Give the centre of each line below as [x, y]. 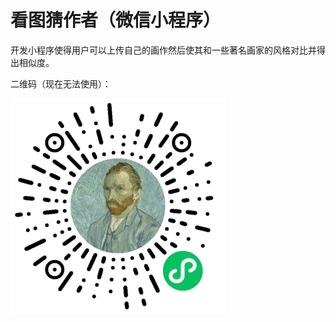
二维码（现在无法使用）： [61, 83]
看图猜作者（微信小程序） [116, 20]
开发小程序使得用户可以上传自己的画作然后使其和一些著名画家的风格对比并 [163, 50]
